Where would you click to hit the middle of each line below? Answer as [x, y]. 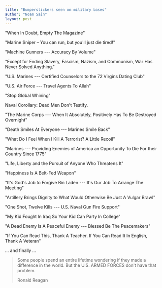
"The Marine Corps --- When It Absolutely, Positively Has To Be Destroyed [81, 115]
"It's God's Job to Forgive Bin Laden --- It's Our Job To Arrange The [74, 183]
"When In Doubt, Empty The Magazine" [45, 33]
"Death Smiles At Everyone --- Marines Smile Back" [58, 129]
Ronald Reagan [32, 280]
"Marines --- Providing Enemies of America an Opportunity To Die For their [81, 149]
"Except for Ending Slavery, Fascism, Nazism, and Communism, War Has [79, 62]
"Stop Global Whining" [28, 96]
